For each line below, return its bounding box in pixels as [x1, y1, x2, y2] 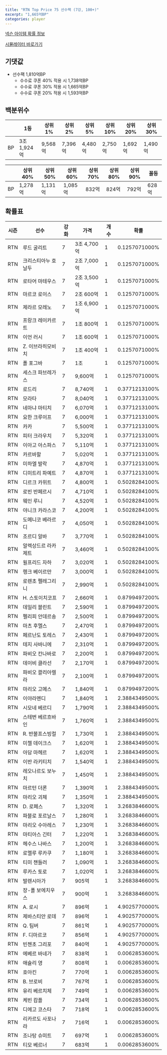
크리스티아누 [22, 257, 51, 264]
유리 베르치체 [22, 987, 52, 994]
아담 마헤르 [22, 749, 47, 755]
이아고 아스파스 [22, 442, 57, 449]
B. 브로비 [22, 978, 43, 985]
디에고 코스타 [22, 1006, 52, 1013]
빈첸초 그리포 [22, 941, 52, 948]
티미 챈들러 [22, 859, 47, 866]
